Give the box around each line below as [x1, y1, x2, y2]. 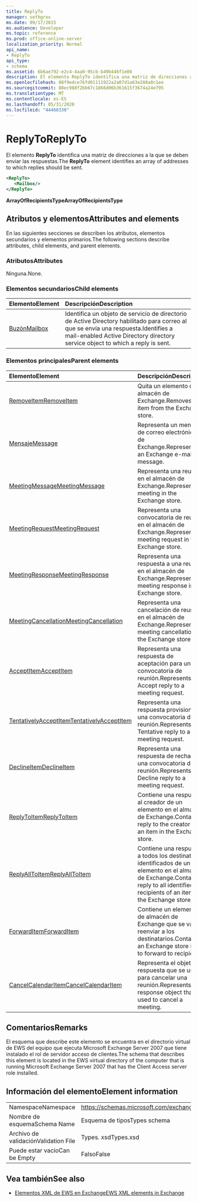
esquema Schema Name [9, 1120, 75, 1128]
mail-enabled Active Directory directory [64, 332, 175, 340]
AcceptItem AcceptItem [9, 666, 73, 675]
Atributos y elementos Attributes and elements [6, 214, 179, 224]
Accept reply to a [137, 681, 185, 689]
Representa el [137, 958, 176, 967]
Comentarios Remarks [6, 1023, 88, 1033]
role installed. [6, 1069, 39, 1076]
